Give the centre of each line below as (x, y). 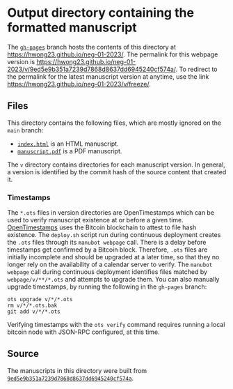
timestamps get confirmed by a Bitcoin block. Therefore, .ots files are (107, 250)
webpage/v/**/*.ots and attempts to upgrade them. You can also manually (113, 280)
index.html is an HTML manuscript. (68, 144)
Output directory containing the (101, 13)
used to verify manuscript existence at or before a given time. (96, 220)
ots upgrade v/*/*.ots (40, 300)
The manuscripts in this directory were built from (77, 370)
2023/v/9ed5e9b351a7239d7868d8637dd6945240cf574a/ (91, 69)
